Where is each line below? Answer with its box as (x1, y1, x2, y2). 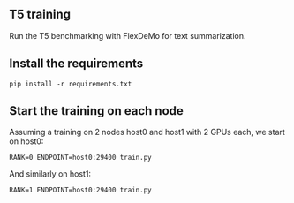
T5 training (9, 7, 71, 22)
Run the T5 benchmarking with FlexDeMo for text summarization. (9, 30, 246, 41)
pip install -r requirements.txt (9, 79, 132, 88)
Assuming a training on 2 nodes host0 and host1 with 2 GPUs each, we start (9, 127, 285, 138)
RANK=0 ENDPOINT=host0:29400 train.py (9, 154, 152, 162)
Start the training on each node (9, 103, 184, 118)
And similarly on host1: (9, 169, 91, 179)
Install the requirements (9, 56, 144, 71)
